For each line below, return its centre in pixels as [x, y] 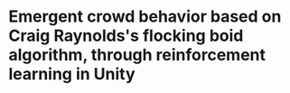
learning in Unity [72, 74]
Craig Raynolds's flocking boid [126, 36]
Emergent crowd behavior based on [145, 17]
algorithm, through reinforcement [137, 55]
